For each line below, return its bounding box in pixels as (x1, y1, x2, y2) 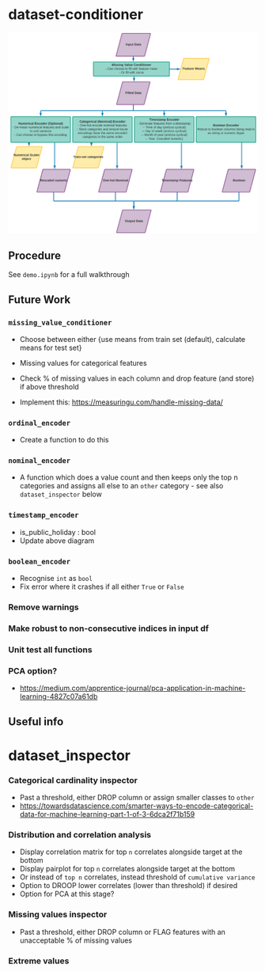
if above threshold (19, 382, 79, 391)
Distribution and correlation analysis (8, 829, 152, 840)
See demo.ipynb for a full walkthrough (8, 270, 130, 279)
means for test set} (19, 343, 82, 352)
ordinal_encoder (8, 418, 71, 427)
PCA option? (8, 665, 58, 676)
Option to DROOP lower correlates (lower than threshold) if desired (19, 881, 238, 890)
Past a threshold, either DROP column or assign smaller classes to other (19, 793, 255, 802)
